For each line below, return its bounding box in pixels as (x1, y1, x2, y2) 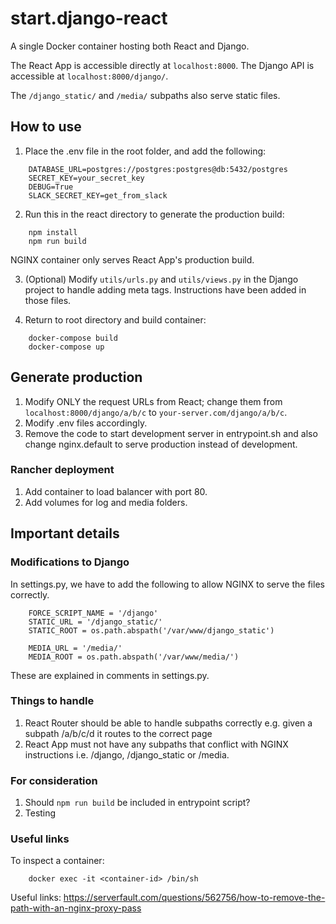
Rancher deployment (10, 463, 115, 477)
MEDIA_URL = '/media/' (28, 643, 123, 653)
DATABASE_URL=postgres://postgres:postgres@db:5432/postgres (28, 164, 288, 174)
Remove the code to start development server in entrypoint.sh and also (24, 427, 318, 439)
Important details (10, 525, 120, 542)
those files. (24, 294, 72, 306)
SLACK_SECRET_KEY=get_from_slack (28, 190, 168, 201)
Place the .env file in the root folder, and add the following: (24, 145, 267, 157)
